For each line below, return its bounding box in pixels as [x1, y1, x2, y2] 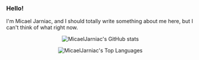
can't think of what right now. [6, 24, 78, 31]
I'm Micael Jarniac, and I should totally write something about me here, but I [6, 18, 193, 25]
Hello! [6, 4, 24, 12]
